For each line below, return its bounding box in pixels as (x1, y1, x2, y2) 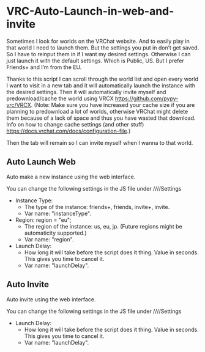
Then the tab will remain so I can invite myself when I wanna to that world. (6, 139, 193, 146)
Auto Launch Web (6, 157, 76, 167)
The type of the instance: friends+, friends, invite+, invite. (24, 203, 170, 210)
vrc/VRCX (6, 101, 32, 108)
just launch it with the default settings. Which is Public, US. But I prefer (6, 57, 185, 64)
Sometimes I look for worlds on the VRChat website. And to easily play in (6, 37, 190, 45)
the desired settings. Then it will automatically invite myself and (6, 88, 166, 95)
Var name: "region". (24, 235, 74, 243)
